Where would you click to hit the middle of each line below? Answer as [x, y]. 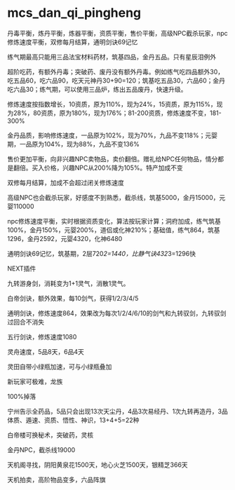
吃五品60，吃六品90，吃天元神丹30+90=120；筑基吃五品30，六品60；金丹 [116, 80]
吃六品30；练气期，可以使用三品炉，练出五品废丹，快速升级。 [97, 89]
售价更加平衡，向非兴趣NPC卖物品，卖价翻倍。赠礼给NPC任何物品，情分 [113, 158]
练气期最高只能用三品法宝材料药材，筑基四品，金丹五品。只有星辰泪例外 [112, 57]
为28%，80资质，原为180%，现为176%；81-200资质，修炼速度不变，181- [115, 113]
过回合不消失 [26, 322]
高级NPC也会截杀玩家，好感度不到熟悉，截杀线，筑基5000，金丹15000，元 [116, 197]
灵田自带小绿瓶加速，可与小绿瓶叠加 [60, 367]
